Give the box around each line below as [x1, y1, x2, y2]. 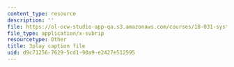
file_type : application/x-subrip [7, 29, 104, 37]
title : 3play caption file [7, 43, 86, 50]
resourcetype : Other [7, 36, 68, 43]
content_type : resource [7, 10, 77, 17]
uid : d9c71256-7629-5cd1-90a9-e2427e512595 [7, 50, 136, 57]
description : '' [7, 17, 54, 24]
